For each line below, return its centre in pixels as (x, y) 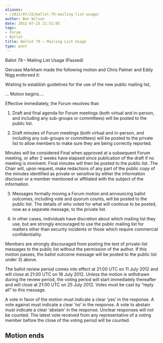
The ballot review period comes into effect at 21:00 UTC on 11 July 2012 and (81, 269)
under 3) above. (21, 259)
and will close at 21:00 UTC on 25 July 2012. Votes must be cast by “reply (80, 285)
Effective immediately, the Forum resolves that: (52, 103)
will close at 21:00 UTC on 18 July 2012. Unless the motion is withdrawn (77, 274)
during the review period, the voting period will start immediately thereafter (81, 279)
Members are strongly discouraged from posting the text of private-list (76, 244)
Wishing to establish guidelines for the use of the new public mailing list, (78, 84)
